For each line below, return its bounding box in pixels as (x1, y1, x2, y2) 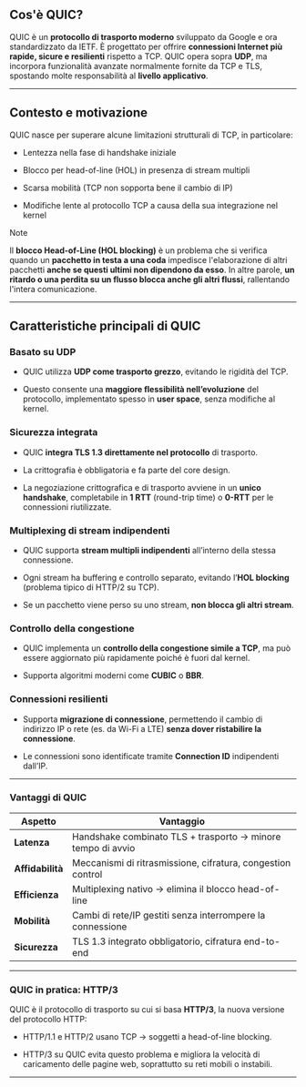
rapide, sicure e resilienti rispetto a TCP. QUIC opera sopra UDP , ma (9, 50, 268, 62)
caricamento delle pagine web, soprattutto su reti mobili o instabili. (22, 1059, 273, 1070)
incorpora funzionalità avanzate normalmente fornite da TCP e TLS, (9, 60, 262, 71)
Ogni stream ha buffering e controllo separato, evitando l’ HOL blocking (22, 572, 290, 583)
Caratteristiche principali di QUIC (9, 319, 201, 334)
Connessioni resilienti (9, 693, 108, 706)
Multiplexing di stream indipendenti (9, 523, 170, 536)
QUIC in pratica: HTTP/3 (9, 983, 118, 996)
